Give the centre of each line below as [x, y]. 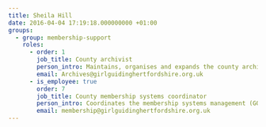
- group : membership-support [63, 37]
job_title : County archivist [85, 60]
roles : [33, 45]
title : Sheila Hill [40, 15]
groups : [21, 30]
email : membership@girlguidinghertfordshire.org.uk [124, 111]
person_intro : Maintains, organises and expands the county [138, 67]
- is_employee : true [63, 81]
